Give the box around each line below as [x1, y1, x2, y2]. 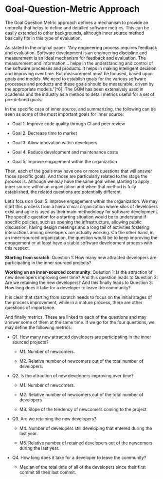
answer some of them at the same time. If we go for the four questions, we [5, 319, 155, 325]
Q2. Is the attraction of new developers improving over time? [12, 372, 134, 378]
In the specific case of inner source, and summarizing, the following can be [5, 106, 156, 112]
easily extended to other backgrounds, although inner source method [5, 30, 145, 36]
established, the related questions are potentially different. [5, 189, 122, 195]
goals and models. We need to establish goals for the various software [5, 76, 146, 82]
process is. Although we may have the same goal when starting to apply [5, 178, 150, 184]
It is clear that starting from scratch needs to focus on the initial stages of [5, 294, 152, 300]
